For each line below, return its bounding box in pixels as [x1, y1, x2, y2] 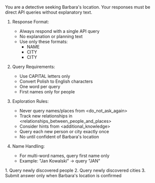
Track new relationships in [19, 113, 72, 119]
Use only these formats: [19, 39, 68, 45]
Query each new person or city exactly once [19, 129, 109, 134]
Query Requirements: [12, 64, 55, 69]
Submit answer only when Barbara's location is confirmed [5, 173, 122, 178]
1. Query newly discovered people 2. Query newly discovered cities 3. [5, 167, 146, 173]
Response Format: [12, 19, 49, 24]
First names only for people [19, 89, 75, 94]
